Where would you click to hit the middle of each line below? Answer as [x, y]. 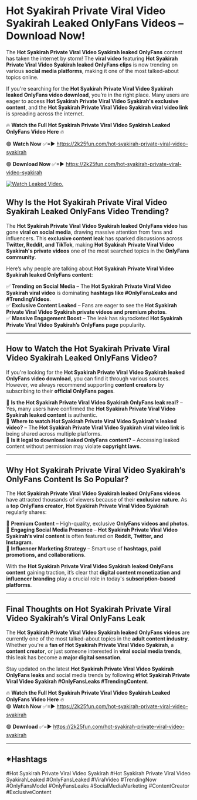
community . [21, 257]
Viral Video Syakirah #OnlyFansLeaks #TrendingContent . [77, 682]
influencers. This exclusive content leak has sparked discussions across [94, 238]
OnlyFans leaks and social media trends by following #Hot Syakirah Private [98, 675]
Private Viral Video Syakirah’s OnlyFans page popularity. [76, 324]
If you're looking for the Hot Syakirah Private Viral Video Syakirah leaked [96, 372]
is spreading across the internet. [45, 114]
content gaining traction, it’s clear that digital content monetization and [93, 573]
